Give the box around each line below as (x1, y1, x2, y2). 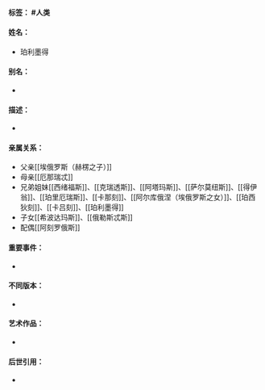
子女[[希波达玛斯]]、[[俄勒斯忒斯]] (19, 212, 133, 222)
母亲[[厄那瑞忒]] (19, 172, 74, 182)
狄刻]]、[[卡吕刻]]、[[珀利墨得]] (19, 203, 124, 212)
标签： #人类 (8, 7, 51, 17)
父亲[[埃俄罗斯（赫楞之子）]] (19, 162, 113, 172)
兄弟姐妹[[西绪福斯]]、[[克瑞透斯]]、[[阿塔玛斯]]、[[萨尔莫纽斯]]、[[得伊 (19, 182, 258, 192)
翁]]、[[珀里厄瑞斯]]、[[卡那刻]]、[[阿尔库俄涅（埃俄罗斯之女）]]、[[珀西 (19, 192, 256, 202)
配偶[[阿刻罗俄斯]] (19, 223, 81, 233)
